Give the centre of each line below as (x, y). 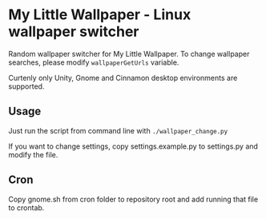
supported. (26, 86)
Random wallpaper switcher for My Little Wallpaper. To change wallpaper (129, 54)
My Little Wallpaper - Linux (100, 15)
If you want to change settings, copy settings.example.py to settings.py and (133, 146)
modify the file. (33, 154)
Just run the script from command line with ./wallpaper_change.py (118, 130)
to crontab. (26, 207)
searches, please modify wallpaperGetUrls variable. (94, 62)
